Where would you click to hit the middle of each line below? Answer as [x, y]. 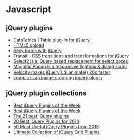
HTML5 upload [28, 45]
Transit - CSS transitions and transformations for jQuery [71, 56]
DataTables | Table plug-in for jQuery [51, 40]
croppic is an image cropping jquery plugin [57, 77]
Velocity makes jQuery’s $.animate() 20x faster [61, 72]
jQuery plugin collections [46, 93]
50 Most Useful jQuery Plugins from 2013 [56, 126]
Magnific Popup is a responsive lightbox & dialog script [70, 67]
